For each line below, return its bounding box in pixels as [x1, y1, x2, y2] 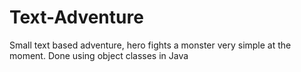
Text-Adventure [9, 6, 144, 29]
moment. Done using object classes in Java [9, 49, 189, 61]
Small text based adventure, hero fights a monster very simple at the [9, 39, 292, 51]
